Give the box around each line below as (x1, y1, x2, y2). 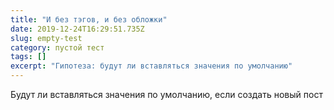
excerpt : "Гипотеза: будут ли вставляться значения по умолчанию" (10, 61, 293, 71)
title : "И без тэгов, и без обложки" (10, 14, 168, 25)
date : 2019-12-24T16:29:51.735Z (10, 24, 145, 34)
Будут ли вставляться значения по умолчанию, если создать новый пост (10, 89, 323, 100)
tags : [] (10, 52, 47, 62)
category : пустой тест (10, 42, 105, 53)
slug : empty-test (10, 33, 83, 43)
